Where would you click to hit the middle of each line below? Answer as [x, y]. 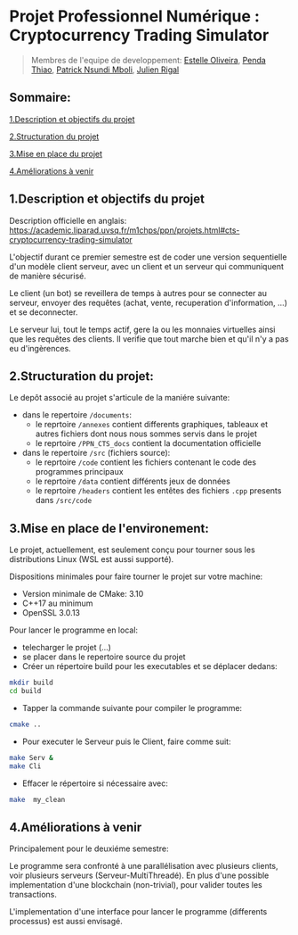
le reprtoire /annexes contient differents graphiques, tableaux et [152, 425]
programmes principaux [79, 472]
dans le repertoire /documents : [77, 415]
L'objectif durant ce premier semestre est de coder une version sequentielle [148, 257]
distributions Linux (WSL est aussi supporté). [92, 559]
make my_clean [37, 799]
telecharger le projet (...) [66, 648]
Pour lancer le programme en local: [74, 630]
